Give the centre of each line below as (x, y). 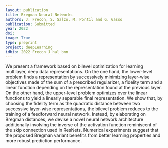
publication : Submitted (30, 24)
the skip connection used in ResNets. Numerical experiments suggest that (82, 130)
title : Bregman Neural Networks (39, 15)
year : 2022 (17, 29)
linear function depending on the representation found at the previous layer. (84, 87)
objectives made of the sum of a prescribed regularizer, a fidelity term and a (84, 82)
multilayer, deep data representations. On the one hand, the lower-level (79, 71)
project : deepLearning (29, 47)
